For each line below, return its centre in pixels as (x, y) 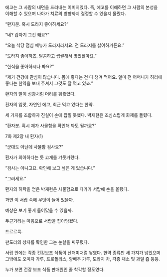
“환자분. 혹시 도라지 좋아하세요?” (37, 24)
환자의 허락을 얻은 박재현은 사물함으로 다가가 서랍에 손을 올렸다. (67, 189)
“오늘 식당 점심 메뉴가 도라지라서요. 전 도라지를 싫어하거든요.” (65, 45)
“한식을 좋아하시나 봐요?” (30, 67)
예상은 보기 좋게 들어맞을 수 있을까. (39, 210)
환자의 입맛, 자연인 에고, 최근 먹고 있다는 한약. (50, 104)
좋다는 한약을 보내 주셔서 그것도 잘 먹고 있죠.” (49, 83)
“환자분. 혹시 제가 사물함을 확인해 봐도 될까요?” (51, 126)
